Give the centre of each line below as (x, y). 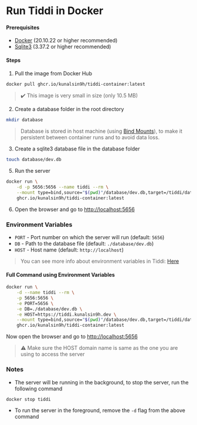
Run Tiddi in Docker (55, 11)
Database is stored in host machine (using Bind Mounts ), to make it (101, 131)
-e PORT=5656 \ (35, 303)
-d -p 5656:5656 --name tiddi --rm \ (63, 187)
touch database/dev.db (34, 160)
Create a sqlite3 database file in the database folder (77, 149)
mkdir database (25, 120)
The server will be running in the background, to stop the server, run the (101, 382)
